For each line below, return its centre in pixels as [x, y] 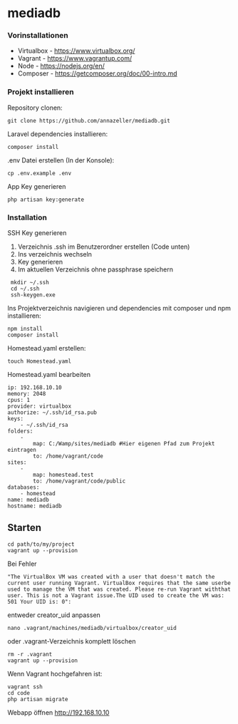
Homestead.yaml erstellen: [47, 348]
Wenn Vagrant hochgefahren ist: [55, 673]
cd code [19, 693]
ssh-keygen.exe [33, 295]
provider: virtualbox [40, 407]
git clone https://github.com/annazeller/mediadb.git [89, 120]
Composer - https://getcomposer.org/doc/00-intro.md [97, 73]
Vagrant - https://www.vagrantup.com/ [75, 58]
